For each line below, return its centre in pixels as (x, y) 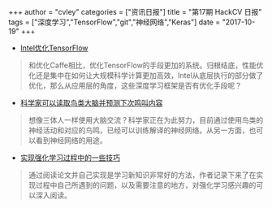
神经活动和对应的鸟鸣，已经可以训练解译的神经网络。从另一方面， (138, 130)
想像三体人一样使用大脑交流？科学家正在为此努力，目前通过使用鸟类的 (146, 120)
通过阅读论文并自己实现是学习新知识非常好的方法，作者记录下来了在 (142, 175)
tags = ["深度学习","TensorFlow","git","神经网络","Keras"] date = (114, 22)
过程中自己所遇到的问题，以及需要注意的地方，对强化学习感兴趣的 (146, 185)
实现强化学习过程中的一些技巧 (70, 158)
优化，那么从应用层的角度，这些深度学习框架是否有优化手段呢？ (135, 85)
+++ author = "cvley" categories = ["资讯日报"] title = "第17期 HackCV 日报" (135, 12)
